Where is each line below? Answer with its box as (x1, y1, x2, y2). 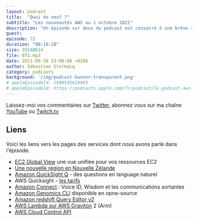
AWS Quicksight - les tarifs (14, 177, 81, 184)
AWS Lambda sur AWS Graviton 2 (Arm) (14, 202, 112, 209)
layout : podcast (6, 8, 46, 15)
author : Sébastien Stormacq (6, 63, 75, 70)
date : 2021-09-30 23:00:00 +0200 (6, 58, 88, 64)
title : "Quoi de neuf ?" (6, 14, 70, 20)
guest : (6, 31, 22, 37)
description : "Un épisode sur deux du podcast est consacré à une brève (6, 25, 189, 31)
